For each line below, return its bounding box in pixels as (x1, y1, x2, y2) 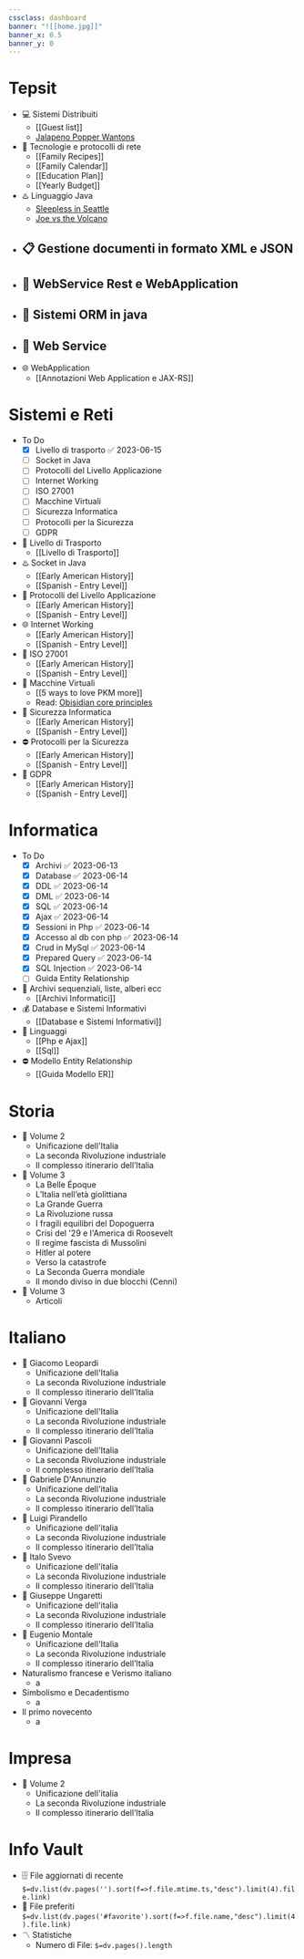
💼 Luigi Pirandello (21, 1513, 88, 1524)
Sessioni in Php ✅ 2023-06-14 (35, 921, 150, 932)
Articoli (35, 1296, 63, 1307)
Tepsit (8, 78, 57, 98)
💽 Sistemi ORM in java (21, 307, 147, 323)
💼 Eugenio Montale (21, 1629, 93, 1640)
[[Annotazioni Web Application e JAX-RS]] (35, 373, 195, 384)
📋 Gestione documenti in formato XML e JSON (21, 241, 293, 256)
